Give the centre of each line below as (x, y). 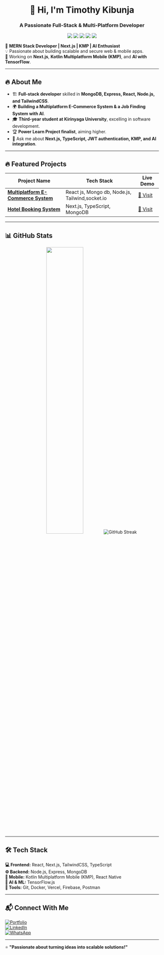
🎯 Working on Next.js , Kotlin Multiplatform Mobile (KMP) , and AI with (76, 57)
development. (26, 126)
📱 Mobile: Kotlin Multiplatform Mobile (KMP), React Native (63, 877)
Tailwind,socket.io (86, 198)
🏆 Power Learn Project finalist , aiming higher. (59, 132)
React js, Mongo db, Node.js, (99, 192)
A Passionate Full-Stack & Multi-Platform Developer (82, 25)
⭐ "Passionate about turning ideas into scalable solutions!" (66, 947)
